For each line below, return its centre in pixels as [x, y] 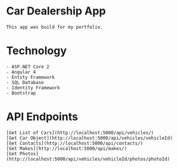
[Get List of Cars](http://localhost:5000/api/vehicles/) [80, 133]
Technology [37, 51]
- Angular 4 [21, 72]
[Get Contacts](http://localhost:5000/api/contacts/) [75, 143]
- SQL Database [25, 82]
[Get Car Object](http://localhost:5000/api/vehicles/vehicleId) [89, 138]
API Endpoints [42, 117]
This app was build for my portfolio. [55, 27]
